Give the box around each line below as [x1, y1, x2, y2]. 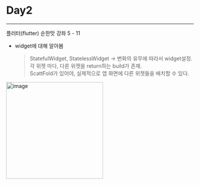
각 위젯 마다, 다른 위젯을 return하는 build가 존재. [29, 62, 142, 69]
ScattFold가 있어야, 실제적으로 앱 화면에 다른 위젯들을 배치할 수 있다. [29, 70, 189, 77]
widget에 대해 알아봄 [14, 42, 64, 49]
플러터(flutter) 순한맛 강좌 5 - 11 [6, 29, 80, 36]
